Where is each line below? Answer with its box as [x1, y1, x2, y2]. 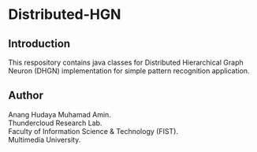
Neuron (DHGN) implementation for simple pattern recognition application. [8, 66, 250, 76]
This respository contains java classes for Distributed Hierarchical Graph [8, 57, 244, 67]
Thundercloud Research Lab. [8, 118, 102, 128]
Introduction [8, 37, 71, 50]
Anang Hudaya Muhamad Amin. [8, 109, 112, 119]
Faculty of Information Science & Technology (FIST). [8, 126, 179, 135]
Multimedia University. [8, 135, 81, 144]
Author [8, 89, 43, 102]
